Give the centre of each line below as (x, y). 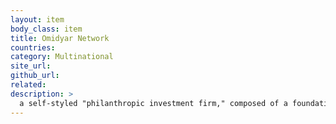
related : (28, 85)
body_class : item (46, 29)
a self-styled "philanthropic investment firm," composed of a (153, 103)
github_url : (35, 76)
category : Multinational (62, 57)
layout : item (37, 19)
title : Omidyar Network (60, 38)
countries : (33, 47)
